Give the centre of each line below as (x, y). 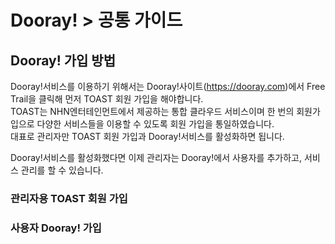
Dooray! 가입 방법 (63, 60)
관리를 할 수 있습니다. (62, 170)
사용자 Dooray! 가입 (56, 228)
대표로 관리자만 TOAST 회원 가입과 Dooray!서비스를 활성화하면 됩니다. (147, 136)
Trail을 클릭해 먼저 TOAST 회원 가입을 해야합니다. (107, 99)
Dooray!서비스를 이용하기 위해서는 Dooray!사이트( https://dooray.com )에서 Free (168, 86)
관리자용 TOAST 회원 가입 (69, 198)
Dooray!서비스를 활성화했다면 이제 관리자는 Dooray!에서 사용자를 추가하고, (156, 157)
